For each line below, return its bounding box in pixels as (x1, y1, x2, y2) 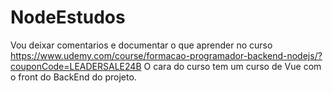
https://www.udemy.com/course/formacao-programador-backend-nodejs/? (10, 49, 323, 61)
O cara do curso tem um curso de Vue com (143, 60, 322, 72)
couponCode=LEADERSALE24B (10, 60, 142, 72)
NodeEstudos (10, 6, 126, 29)
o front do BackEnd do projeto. (10, 71, 137, 83)
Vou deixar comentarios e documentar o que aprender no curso (10, 39, 273, 51)
